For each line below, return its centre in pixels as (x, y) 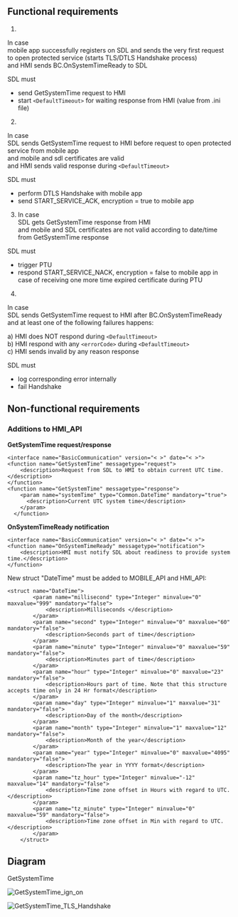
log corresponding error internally (67, 379)
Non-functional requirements (74, 409)
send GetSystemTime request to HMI (71, 92)
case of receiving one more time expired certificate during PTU (110, 279)
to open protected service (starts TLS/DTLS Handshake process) (102, 58)
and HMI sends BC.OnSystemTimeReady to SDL (77, 65)
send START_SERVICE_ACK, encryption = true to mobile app (106, 200)
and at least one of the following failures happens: (81, 322)
